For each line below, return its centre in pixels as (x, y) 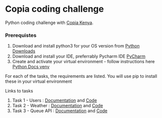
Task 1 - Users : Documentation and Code (54, 100)
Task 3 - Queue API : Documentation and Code (60, 111)
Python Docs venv (31, 67)
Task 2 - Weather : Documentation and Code (58, 106)
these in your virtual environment (39, 81)
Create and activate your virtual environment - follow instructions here (83, 62)
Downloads (24, 51)
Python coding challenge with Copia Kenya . (49, 23)
